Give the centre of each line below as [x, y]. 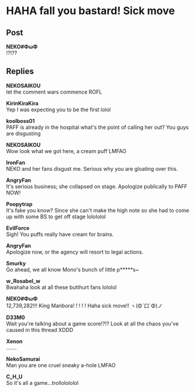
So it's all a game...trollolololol [42, 383]
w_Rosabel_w [23, 281]
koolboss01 [21, 121]
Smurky [16, 263]
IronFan [16, 162]
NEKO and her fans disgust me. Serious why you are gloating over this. [92, 168]
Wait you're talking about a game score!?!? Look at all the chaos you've [92, 323]
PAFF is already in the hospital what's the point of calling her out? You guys [97, 127]
